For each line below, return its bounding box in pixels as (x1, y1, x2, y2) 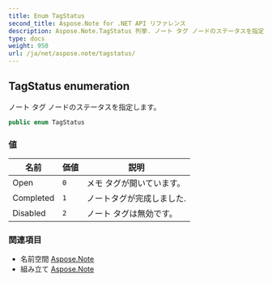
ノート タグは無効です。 (86, 207, 178, 219)
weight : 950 (8, 42, 49, 50)
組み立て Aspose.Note (19, 264, 95, 274)
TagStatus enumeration (8, 79, 130, 93)
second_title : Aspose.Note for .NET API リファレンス (8, 19, 186, 28)
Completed (12, 192, 55, 203)
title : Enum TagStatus (8, 11, 85, 20)
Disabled (12, 207, 46, 219)
